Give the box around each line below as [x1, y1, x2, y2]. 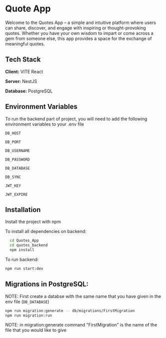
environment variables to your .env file [5, 121, 84, 127]
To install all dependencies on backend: [5, 228, 87, 234]
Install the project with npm [5, 218, 61, 225]
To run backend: [5, 256, 39, 262]
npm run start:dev [5, 266, 43, 271]
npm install [9, 247, 35, 252]
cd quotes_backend [9, 243, 48, 248]
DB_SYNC [5, 174, 21, 179]
